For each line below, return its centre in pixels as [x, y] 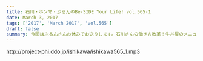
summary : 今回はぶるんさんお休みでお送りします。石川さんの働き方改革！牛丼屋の [95, 34]
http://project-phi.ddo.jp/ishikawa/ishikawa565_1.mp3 [73, 51]
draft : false [23, 29]
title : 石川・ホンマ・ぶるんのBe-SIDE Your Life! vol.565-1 [79, 12]
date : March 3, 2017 [32, 18]
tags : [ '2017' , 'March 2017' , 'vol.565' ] [59, 23]
